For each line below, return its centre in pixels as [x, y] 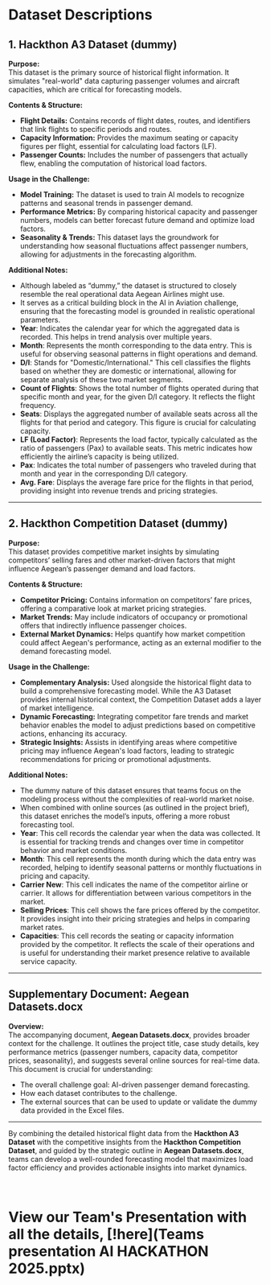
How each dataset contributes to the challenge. [98, 1093]
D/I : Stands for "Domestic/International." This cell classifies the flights [135, 362]
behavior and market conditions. [74, 850]
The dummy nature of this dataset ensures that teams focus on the [130, 790]
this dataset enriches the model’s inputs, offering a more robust [125, 816]
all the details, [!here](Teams [106, 1234]
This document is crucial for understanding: [81, 1069]
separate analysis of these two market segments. [101, 379]
